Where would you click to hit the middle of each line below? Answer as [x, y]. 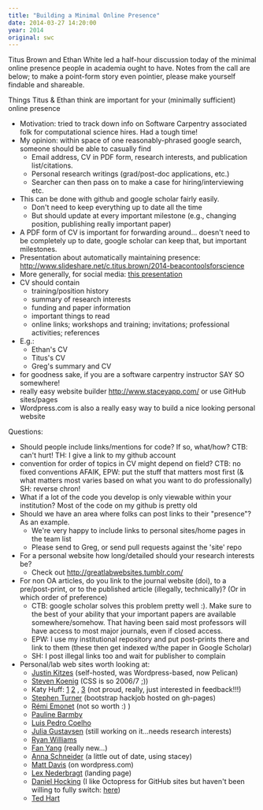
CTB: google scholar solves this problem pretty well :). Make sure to [141, 606]
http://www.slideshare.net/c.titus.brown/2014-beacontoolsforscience [132, 266]
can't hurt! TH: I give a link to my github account [98, 455]
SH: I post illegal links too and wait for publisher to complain [128, 656]
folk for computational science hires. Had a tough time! [109, 132]
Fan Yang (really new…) [69, 748]
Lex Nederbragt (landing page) [81, 773]
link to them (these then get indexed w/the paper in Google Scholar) [141, 648]
